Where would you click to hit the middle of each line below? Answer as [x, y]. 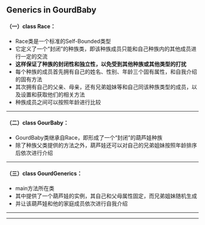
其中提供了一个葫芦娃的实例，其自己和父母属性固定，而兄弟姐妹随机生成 [106, 196]
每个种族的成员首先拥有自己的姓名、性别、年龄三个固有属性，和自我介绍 [106, 71]
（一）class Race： [31, 26]
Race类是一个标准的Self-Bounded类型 [63, 41]
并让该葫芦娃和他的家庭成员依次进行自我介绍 [71, 203]
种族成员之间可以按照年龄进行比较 [58, 102]
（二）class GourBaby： [38, 123]
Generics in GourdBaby [51, 10]
